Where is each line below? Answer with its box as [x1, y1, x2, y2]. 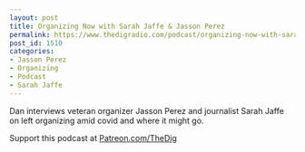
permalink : [9, 30, 51, 39]
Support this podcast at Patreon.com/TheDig [9, 132, 177, 143]
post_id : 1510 [9, 38, 64, 48]
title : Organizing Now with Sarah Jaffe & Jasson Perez [9, 22, 225, 31]
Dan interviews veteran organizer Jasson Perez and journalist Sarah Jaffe [9, 105, 284, 116]
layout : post [9, 13, 59, 23]
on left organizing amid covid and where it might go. [9, 115, 204, 126]
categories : [9, 47, 54, 56]
